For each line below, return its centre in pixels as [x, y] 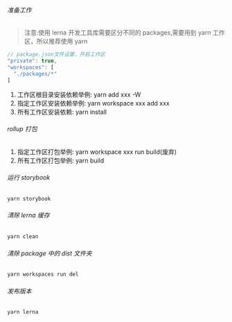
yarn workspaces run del [43, 274]
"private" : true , [32, 61]
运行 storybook [29, 178]
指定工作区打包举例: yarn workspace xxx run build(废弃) [97, 151]
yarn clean [23, 237]
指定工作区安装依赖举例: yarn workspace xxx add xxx [93, 103]
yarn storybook [29, 198]
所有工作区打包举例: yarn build [61, 160]
